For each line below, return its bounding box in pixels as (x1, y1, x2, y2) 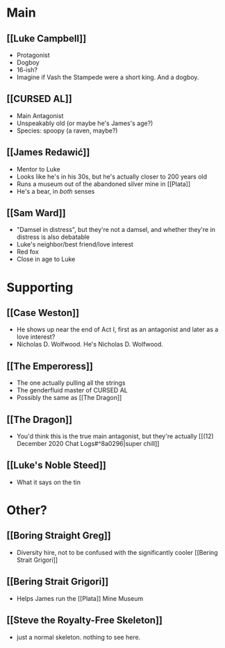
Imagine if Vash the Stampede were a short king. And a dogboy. (16, 73, 199, 81)
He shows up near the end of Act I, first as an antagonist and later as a (16, 325, 219, 334)
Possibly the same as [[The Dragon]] (16, 394, 122, 402)
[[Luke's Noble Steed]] (6, 460, 107, 472)
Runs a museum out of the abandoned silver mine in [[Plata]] (16, 179, 191, 188)
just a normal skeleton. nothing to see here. (16, 633, 141, 641)
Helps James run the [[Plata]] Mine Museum (16, 594, 144, 602)
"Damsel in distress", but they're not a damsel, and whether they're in (16, 226, 216, 234)
